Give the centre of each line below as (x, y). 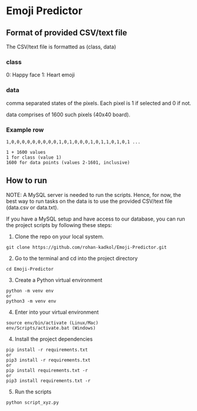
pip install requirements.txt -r (47, 370)
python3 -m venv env (31, 301)
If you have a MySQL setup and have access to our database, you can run (96, 219)
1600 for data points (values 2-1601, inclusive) (68, 162)
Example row (25, 130)
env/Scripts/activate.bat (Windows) (51, 328)
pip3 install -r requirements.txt (49, 360)
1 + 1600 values (26, 152)
